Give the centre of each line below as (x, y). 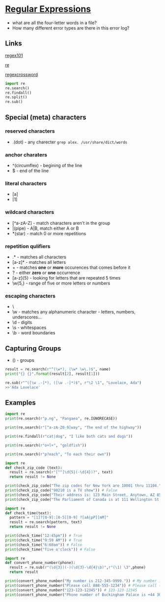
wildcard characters (30, 212)
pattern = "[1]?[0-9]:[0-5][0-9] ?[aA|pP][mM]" (59, 518)
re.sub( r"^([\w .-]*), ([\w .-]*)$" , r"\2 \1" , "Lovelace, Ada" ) (73, 383)
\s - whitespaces (29, 328)
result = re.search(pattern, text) (46, 522)
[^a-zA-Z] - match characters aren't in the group (61, 223)
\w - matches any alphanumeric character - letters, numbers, (74, 312)
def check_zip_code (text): (34, 468)
